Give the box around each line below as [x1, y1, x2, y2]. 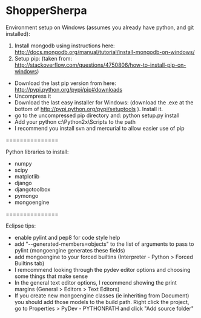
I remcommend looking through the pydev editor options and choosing [14, 266, 191, 273]
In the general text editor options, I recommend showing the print [14, 279, 177, 286]
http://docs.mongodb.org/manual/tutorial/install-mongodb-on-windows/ [14, 48, 195, 55]
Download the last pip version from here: [14, 79, 116, 87]
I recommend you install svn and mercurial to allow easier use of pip [14, 124, 185, 132]
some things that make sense [14, 272, 88, 280]
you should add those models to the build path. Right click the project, [14, 298, 189, 305]
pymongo [14, 192, 39, 199]
